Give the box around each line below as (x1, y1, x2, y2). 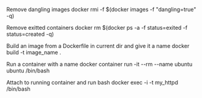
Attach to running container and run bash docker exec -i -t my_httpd (6, 79, 179, 86)
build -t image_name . (6, 49, 61, 56)
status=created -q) (6, 30, 54, 38)
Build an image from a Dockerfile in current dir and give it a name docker (6, 43, 190, 49)
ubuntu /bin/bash (6, 67, 50, 74)
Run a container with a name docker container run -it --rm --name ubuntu (6, 61, 193, 68)
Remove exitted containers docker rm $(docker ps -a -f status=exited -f (6, 24, 188, 31)
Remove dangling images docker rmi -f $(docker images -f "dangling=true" (6, 6, 196, 13)
